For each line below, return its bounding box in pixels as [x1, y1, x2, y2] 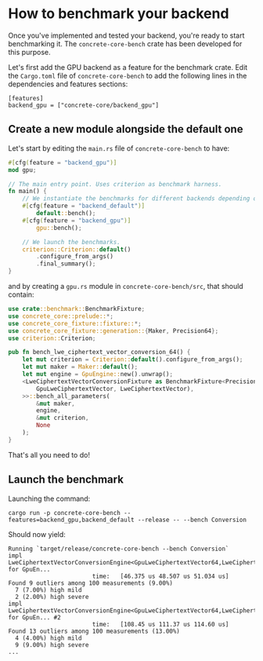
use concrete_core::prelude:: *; [8, 312, 113, 320]
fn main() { [8, 188, 47, 195]
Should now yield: [8, 529, 67, 539]
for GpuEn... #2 [8, 613, 61, 621]
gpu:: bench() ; [36, 224, 82, 232]
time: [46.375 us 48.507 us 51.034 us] [92, 572, 229, 580]
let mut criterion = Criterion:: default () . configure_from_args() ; [22, 356, 243, 363]
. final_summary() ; [36, 260, 96, 268]
